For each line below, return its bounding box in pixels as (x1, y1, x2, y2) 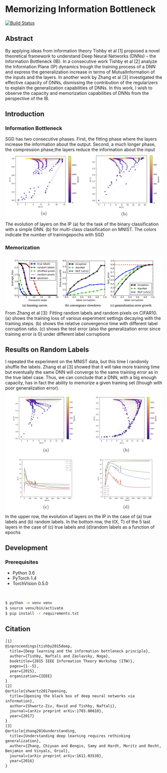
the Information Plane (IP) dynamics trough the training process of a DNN (5, 63, 156, 69)
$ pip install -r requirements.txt (5, 611, 79, 616)
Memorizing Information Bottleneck (5, 3, 156, 15)
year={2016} (9, 758, 35, 764)
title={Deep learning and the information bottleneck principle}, (9, 648, 151, 654)
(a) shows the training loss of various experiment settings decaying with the (5, 315, 161, 321)
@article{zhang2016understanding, (5, 728, 77, 734)
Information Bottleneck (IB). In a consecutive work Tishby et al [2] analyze (5, 58, 158, 64)
